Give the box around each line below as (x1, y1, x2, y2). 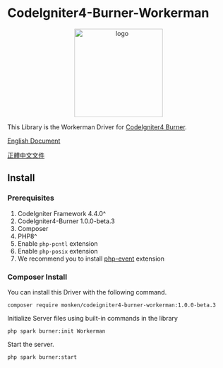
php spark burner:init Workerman (7, 327, 106, 335)
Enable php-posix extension (17, 247, 98, 255)
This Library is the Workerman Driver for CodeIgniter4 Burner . (7, 122, 187, 131)
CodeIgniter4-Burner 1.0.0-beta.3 (17, 217, 115, 225)
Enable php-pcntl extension (17, 239, 98, 248)
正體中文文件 (7, 150, 44, 160)
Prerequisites (7, 193, 54, 203)
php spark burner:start (7, 353, 78, 361)
